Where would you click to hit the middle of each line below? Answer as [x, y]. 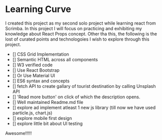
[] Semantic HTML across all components [55, 59]
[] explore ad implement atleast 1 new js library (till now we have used [84, 107]
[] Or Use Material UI [34, 75]
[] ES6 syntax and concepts [41, 81]
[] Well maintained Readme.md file [48, 102]
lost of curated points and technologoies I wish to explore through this [77, 39]
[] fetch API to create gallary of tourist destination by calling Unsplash [84, 86]
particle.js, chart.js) [32, 113]
